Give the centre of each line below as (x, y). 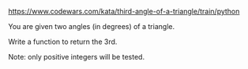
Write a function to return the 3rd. (63, 42)
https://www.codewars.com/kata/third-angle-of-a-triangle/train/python (124, 11)
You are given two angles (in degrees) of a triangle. (92, 26)
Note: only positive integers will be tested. (76, 57)
